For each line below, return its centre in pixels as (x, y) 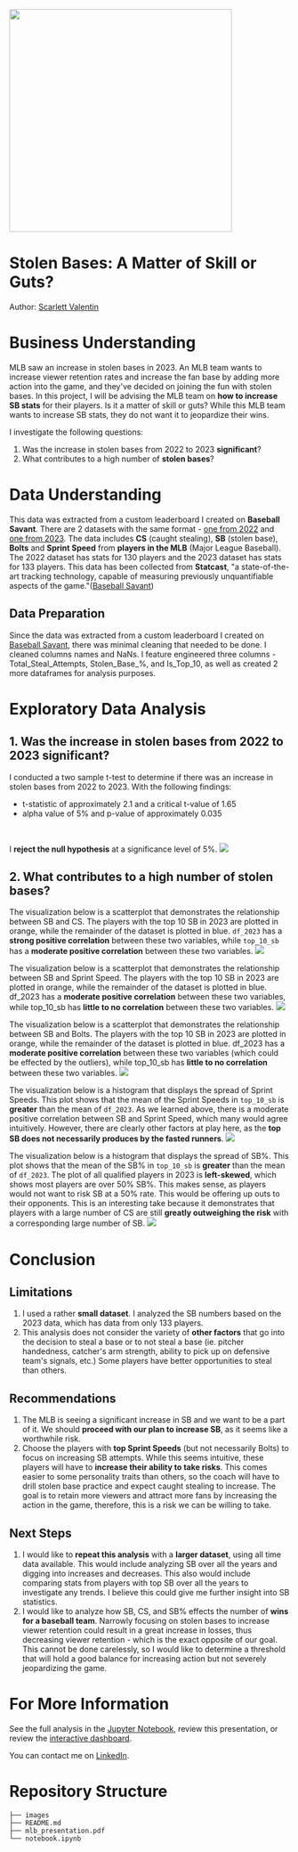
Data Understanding (85, 495)
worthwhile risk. (52, 1439)
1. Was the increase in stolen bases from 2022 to (146, 742)
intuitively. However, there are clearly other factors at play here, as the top (145, 1128)
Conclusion (52, 1259)
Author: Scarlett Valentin (54, 306)
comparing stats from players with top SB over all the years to (135, 1583)
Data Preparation (57, 614)
